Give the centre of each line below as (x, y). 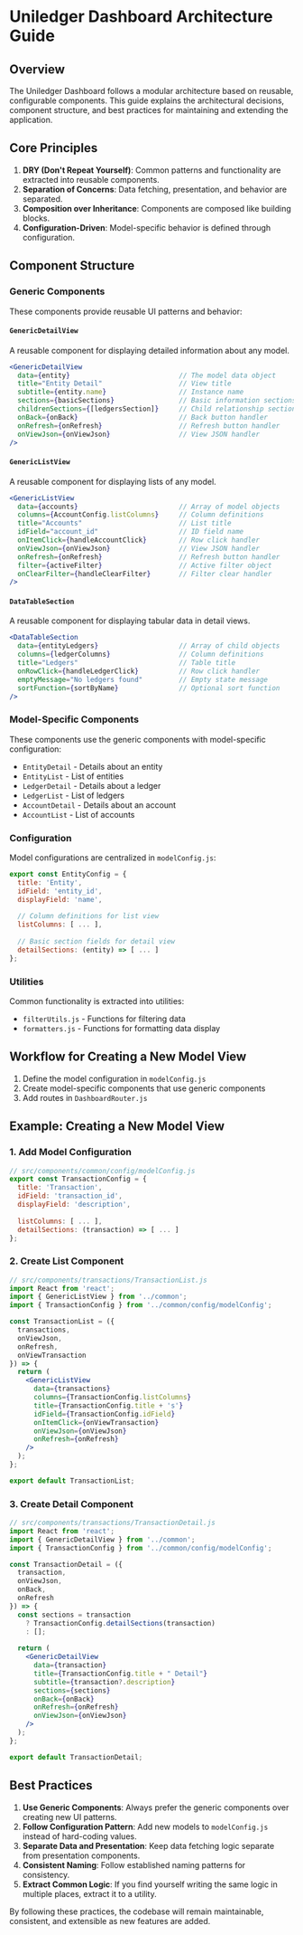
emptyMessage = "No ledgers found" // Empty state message (143, 679)
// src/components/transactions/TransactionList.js (108, 1280)
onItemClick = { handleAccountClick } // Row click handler (138, 540)
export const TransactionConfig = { (78, 1179)
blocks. (36, 218)
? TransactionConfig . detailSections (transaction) (121, 1623)
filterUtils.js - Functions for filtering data (104, 1019)
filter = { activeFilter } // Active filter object (145, 565)
